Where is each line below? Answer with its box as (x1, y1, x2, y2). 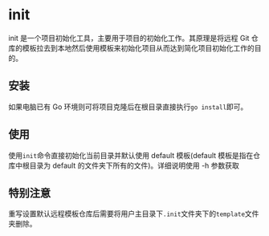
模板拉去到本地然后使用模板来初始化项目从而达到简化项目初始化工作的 (22, 43, 255, 53)
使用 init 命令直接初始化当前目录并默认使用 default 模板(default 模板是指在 (8, 150, 254, 160)
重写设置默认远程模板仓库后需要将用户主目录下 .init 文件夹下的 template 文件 (8, 209, 259, 218)
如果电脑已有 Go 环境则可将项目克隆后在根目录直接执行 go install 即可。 (8, 102, 248, 112)
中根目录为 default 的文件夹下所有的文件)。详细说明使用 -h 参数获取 (14, 161, 239, 170)
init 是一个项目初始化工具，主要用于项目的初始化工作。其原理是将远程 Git (8, 33, 250, 43)
